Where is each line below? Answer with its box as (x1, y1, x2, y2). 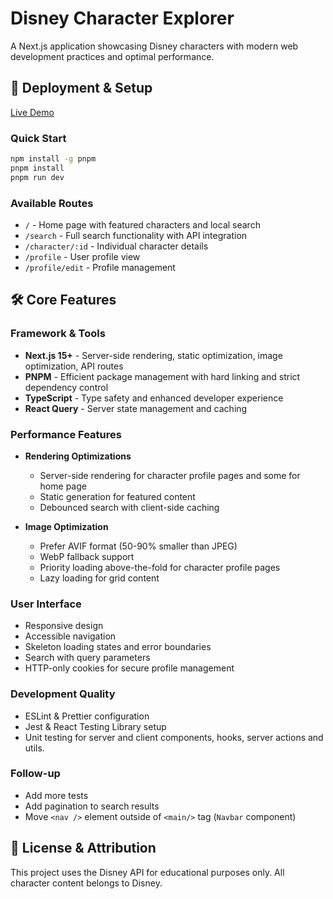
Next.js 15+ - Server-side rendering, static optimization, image (24, 349, 283, 361)
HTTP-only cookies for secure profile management (24, 662, 235, 674)
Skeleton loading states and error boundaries (24, 641, 212, 653)
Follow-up (10, 767, 61, 781)
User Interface (10, 597, 82, 611)
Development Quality (10, 687, 116, 701)
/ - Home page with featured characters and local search (24, 218, 261, 231)
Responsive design (24, 620, 104, 632)
